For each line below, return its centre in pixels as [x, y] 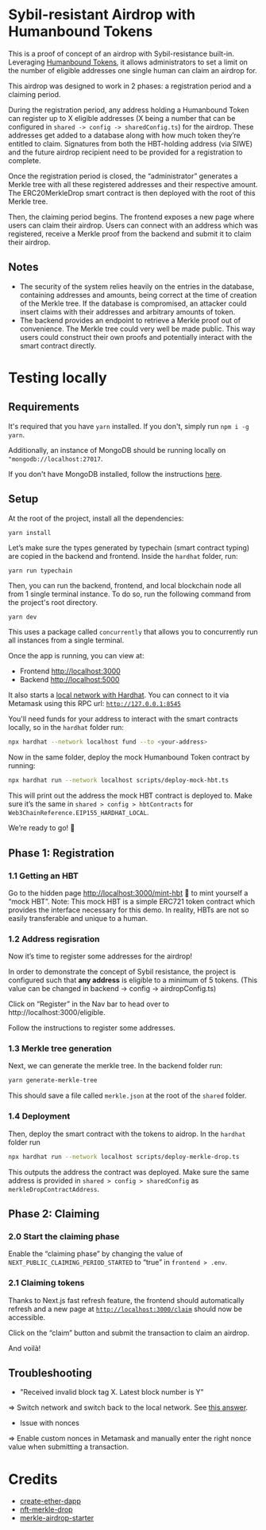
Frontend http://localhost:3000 [70, 671]
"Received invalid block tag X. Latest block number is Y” [112, 1392]
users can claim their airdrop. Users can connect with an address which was [133, 225]
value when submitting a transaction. [69, 1447]
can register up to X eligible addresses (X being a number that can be [122, 118]
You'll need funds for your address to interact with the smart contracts [123, 719]
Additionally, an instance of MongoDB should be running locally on [117, 450]
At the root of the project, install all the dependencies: [96, 518]
